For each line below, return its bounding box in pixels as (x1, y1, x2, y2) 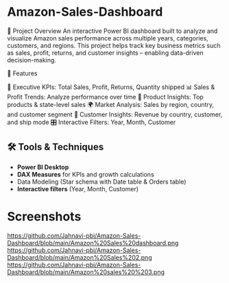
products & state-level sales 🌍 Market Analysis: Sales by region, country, (7, 100, 215, 108)
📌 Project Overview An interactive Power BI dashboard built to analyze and (7, 27, 218, 35)
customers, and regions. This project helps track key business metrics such (7, 41, 221, 49)
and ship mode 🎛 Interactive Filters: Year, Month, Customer (7, 118, 176, 126)
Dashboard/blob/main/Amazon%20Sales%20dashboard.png (7, 238, 179, 247)
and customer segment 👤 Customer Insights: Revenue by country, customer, (7, 110, 223, 119)
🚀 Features (7, 69, 38, 77)
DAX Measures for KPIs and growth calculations (16, 170, 154, 178)
